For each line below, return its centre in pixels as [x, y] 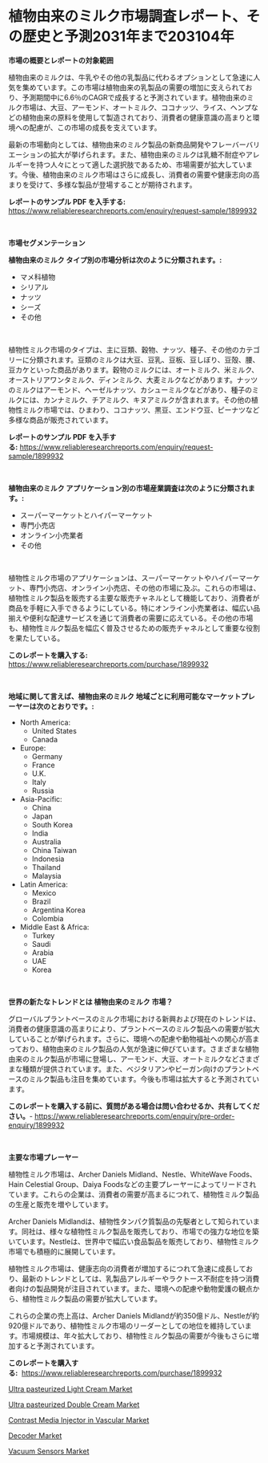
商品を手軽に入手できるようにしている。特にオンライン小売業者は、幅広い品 [134, 608]
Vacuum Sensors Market [49, 1451]
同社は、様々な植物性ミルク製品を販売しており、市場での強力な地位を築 [140, 1231]
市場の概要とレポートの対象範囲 [61, 60]
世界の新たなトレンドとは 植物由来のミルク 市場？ [91, 1002]
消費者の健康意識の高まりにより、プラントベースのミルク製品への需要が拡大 [134, 1029]
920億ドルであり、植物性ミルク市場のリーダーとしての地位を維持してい [127, 1326]
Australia [46, 841]
